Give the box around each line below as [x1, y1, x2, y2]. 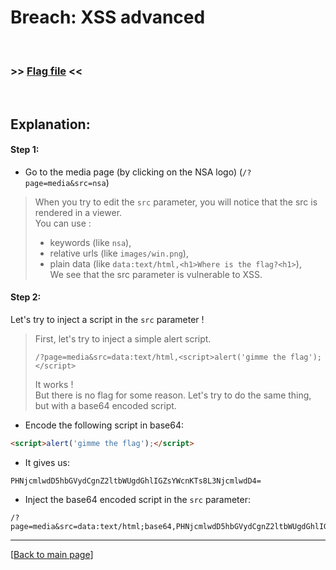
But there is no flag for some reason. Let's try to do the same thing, [34, 389, 312, 401]
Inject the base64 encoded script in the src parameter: [24, 493, 252, 505]
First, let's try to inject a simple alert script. [34, 333, 212, 345]
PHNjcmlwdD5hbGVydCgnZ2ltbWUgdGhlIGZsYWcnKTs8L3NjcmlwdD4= [10, 476, 262, 486]
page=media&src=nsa [24, 178, 107, 188]
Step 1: [10, 144, 40, 156]
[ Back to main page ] [10, 548, 94, 560]
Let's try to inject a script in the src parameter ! [10, 314, 205, 326]
